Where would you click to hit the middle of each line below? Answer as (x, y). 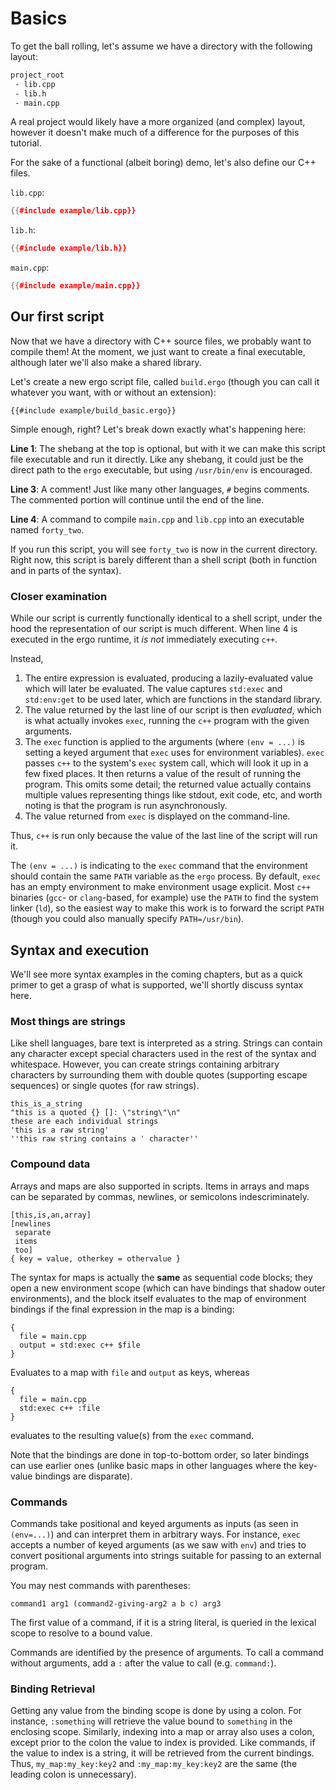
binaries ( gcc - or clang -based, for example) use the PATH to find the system (164, 898)
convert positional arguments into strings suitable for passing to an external (166, 1555)
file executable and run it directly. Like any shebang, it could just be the (157, 459)
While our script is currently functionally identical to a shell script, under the (166, 618)
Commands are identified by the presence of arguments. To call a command (167, 1652)
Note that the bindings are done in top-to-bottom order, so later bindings (160, 1454)
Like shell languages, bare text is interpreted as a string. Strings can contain (166, 1043)
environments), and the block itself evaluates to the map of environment (158, 1298)
